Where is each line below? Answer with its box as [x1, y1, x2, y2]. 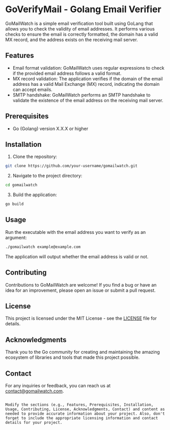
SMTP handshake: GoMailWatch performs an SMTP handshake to [12, 91, 151, 98]
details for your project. [5, 420, 63, 425]
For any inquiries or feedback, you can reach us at [5, 382, 111, 388]
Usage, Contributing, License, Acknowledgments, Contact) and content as [5, 407, 165, 412]
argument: [5, 234, 27, 240]
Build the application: [12, 192, 57, 198]
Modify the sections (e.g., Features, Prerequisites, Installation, [5, 402, 154, 407]
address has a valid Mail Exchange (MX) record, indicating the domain [12, 81, 160, 87]
